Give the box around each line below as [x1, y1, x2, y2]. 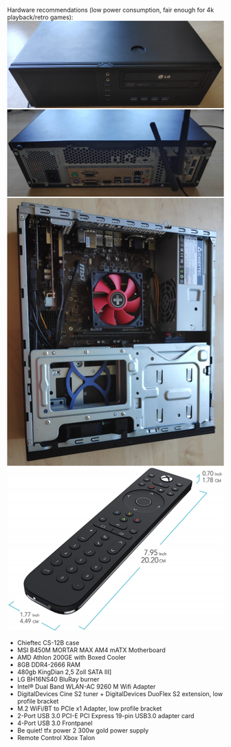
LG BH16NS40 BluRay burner [16, 675, 100, 683]
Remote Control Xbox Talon [16, 733, 95, 741]
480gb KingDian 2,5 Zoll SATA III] [16, 667, 112, 676]
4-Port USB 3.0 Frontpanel [16, 719, 93, 727]
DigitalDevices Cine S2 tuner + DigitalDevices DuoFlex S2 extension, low [16, 689, 223, 697]
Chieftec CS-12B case [16, 638, 80, 647]
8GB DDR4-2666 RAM [16, 660, 81, 669]
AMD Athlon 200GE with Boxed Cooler [16, 653, 126, 661]
